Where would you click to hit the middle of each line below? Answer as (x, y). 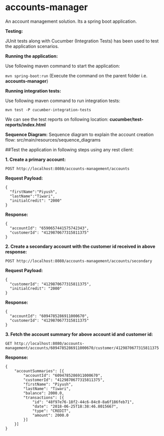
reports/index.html (25, 124)
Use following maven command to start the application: (63, 66)
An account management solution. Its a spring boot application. (71, 21)
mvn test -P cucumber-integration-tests (48, 110)
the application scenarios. (32, 46)
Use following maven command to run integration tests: (63, 101)
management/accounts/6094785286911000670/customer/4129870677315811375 (82, 348)
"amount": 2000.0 (50, 415)
